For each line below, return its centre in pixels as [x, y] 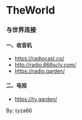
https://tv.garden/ [36, 99]
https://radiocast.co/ [39, 59]
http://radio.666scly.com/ [45, 65]
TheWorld [31, 10]
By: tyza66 [19, 111]
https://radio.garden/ [40, 71]
